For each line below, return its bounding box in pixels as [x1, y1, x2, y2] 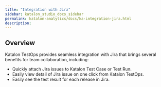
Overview [5, 38, 36, 47]
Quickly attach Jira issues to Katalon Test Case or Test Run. [12, 66, 132, 72]
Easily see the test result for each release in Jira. [12, 76, 110, 83]
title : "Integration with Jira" [5, 7, 71, 12]
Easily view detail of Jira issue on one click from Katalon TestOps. [12, 71, 144, 77]
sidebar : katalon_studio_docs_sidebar [5, 12, 84, 17]
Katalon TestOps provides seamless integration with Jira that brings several [5, 52, 157, 57]
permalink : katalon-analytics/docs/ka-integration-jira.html [5, 16, 132, 21]
